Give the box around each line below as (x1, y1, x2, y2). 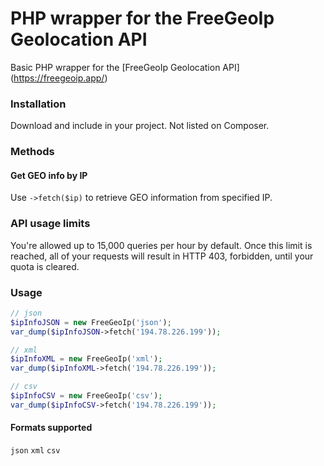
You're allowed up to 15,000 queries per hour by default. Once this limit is (10, 239, 313, 251)
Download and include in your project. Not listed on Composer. (10, 120, 270, 132)
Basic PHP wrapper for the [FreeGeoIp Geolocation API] (10, 61, 240, 73)
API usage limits (10, 217, 91, 231)
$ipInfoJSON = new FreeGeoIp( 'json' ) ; (10, 317, 172, 327)
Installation (10, 97, 67, 111)
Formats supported (10, 422, 93, 434)
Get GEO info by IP (10, 169, 88, 181)
